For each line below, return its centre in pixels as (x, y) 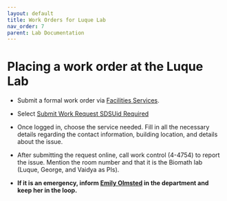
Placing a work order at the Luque (105, 67)
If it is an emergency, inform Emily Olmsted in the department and (113, 183)
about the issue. (40, 142)
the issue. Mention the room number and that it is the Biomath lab (110, 162)
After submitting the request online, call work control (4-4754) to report (118, 155)
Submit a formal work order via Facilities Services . (88, 100)
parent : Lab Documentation (46, 33)
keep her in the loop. (47, 191)
